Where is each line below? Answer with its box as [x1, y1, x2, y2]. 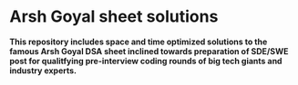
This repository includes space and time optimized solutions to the [9, 36, 268, 47]
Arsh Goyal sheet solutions [9, 6, 219, 27]
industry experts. [9, 65, 77, 76]
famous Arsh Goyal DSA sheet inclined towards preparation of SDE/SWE [9, 45, 289, 56]
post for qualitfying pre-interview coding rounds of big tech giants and [9, 55, 283, 66]
